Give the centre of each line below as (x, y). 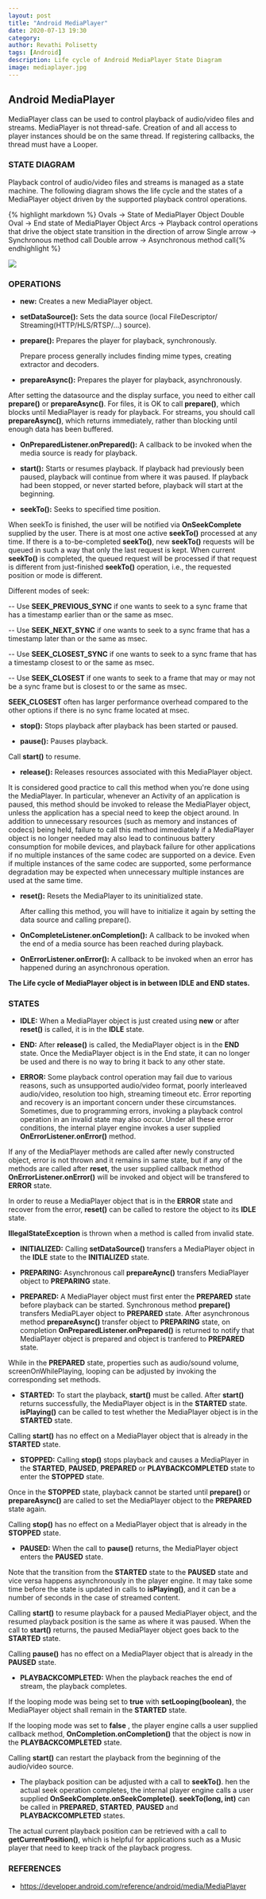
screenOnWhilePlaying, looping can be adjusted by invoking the (112, 1371)
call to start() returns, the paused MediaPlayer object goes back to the (124, 1630)
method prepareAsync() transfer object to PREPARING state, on (125, 1322)
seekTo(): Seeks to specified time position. (90, 510)
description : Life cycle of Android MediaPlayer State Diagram (115, 61)
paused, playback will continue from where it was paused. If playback (134, 477)
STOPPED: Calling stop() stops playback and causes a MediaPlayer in (134, 1460)
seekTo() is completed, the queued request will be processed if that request (133, 559)
